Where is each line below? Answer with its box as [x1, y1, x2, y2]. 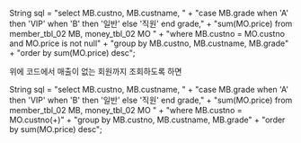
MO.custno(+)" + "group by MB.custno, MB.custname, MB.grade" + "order [9, 114, 286, 125]
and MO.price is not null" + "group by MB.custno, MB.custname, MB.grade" [9, 38, 289, 49]
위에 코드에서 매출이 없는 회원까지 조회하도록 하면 [9, 67, 182, 76]
